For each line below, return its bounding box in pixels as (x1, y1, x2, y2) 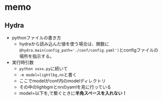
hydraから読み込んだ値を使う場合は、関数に (19, 41, 109, 47)
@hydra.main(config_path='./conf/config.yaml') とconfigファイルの (19, 47, 159, 53)
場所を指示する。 (19, 53, 54, 59)
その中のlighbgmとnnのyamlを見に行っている (19, 84, 111, 90)
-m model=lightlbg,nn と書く (19, 72, 77, 77)
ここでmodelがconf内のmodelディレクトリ (19, 78, 106, 84)
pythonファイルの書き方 (11, 35, 61, 40)
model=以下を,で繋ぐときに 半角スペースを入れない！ (19, 90, 127, 96)
